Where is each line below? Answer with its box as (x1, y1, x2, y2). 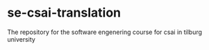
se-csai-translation (7, 5, 122, 21)
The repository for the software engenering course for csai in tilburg (7, 28, 203, 36)
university (7, 35, 36, 43)
